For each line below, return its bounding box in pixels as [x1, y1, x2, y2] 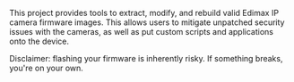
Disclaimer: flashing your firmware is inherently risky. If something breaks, [9, 53, 283, 63]
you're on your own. [9, 62, 83, 73]
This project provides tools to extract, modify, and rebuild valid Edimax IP [9, 8, 280, 18]
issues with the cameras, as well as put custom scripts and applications [9, 27, 273, 37]
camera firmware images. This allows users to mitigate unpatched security [9, 17, 285, 28]
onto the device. [9, 36, 70, 46]
